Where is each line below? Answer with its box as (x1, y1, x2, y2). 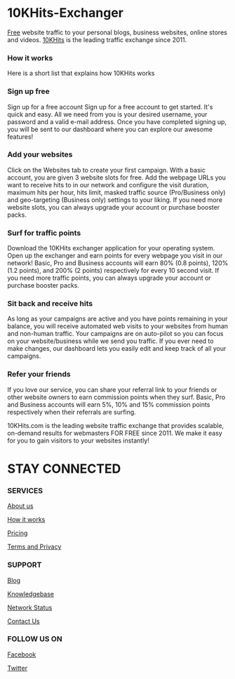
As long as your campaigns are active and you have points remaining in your (7, 314, 228, 323)
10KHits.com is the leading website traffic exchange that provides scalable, (7, 421, 224, 429)
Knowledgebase (7, 589, 55, 598)
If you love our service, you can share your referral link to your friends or (7, 385, 217, 394)
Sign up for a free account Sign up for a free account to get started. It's (7, 102, 213, 111)
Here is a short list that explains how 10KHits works (7, 69, 155, 78)
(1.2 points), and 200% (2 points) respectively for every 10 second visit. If (7, 267, 220, 275)
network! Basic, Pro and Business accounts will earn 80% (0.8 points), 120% (7, 259, 229, 267)
